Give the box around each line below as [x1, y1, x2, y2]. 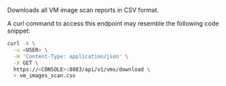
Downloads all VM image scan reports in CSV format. [7, 6, 159, 14]
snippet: [7, 27, 31, 35]
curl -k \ [7, 40, 36, 47]
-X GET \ [13, 59, 39, 67]
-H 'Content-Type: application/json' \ [13, 53, 129, 60]
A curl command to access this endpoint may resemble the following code [7, 19, 220, 27]
